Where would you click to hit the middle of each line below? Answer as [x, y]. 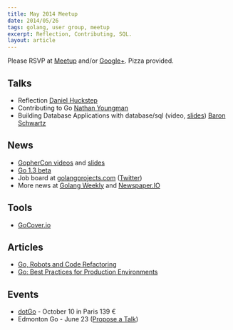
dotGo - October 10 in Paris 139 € [67, 311]
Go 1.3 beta [34, 170]
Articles [26, 247]
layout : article [31, 41]
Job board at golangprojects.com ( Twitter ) [80, 177]
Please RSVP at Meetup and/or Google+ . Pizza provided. [91, 61]
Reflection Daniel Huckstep [58, 100]
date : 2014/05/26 [33, 21]
